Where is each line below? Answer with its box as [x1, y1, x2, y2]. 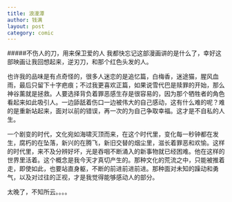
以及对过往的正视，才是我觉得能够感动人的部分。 [19, 173, 159, 181]
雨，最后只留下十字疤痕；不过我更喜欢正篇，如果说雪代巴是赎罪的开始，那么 [7, 81, 225, 90]
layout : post [7, 23, 45, 30]
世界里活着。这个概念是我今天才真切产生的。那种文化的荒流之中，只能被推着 [7, 156, 225, 164]
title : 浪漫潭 [7, 10, 45, 17]
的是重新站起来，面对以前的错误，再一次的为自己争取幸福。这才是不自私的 [7, 107, 219, 115]
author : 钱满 [7, 17, 43, 23]
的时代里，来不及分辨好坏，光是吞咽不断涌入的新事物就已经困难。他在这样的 [7, 148, 225, 156]
